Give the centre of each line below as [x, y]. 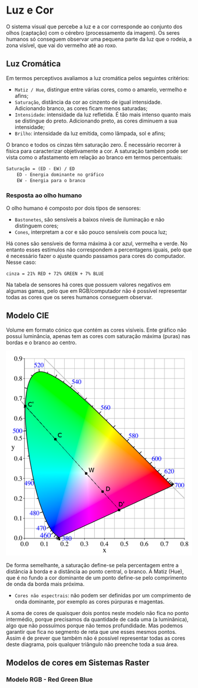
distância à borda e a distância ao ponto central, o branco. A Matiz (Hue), [95, 571]
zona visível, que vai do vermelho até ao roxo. [62, 45]
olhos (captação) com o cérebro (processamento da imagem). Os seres [93, 32]
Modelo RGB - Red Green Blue [49, 680]
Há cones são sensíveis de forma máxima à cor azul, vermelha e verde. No [97, 244]
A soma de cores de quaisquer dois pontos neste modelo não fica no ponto [98, 613]
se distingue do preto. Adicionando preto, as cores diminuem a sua [96, 121]
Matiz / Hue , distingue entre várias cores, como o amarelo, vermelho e [100, 90]
